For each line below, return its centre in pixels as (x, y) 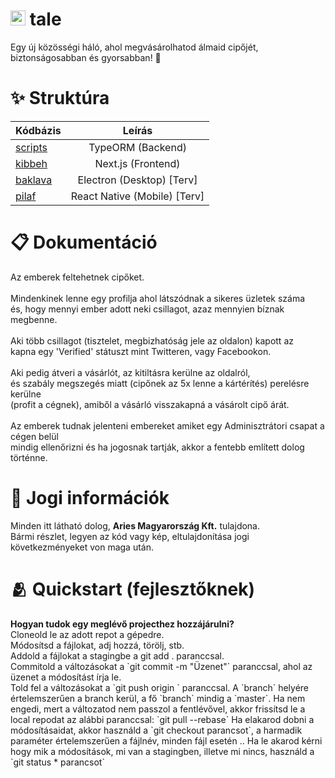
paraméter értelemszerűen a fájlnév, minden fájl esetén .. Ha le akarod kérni (166, 740)
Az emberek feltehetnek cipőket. (77, 277)
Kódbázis (38, 130)
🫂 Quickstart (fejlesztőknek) (132, 589)
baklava (34, 180)
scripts (31, 147)
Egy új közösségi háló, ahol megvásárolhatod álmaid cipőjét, (134, 47)
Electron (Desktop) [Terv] (137, 180)
